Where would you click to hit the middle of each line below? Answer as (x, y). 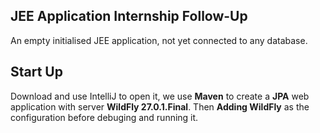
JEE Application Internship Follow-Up (129, 16)
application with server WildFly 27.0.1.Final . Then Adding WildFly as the (160, 106)
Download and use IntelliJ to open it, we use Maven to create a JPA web (160, 96)
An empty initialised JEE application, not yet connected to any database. (159, 40)
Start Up (36, 72)
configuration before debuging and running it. (104, 117)
